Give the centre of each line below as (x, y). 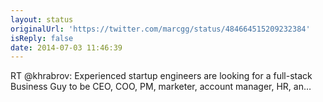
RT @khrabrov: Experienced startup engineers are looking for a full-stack (161, 76)
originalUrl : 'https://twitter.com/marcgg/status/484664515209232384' (160, 29)
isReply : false (42, 38)
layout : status (42, 19)
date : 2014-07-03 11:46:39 (66, 47)
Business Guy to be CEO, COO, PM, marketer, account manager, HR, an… (161, 87)
